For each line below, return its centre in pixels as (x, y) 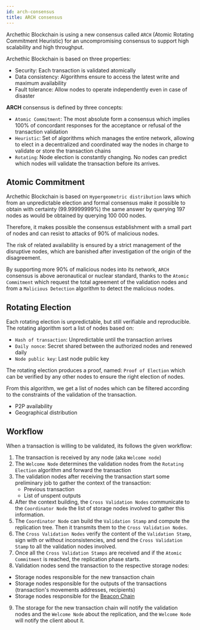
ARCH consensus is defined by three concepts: (65, 107)
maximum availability (41, 83)
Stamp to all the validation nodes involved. (66, 546)
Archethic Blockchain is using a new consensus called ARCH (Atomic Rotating (100, 34)
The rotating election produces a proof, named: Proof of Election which (96, 370)
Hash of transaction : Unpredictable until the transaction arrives (93, 340)
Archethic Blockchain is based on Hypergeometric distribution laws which (99, 197)
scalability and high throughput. (45, 47)
